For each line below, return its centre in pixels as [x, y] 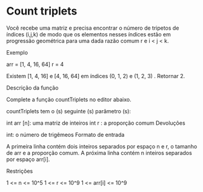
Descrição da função [32, 88]
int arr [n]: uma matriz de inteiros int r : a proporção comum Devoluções [96, 123]
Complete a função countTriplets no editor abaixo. [69, 99]
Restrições [20, 171]
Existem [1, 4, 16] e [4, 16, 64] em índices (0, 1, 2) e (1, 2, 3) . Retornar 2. [96, 76]
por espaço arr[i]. [28, 159]
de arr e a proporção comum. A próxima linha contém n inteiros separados [99, 153]
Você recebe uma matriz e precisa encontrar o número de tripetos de [93, 28]
